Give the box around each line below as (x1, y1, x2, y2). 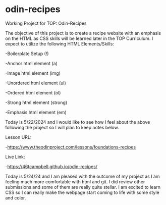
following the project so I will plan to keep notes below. (5, 124, 120, 130)
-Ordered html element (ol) (5, 89, 61, 95)
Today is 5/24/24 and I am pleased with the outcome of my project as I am (5, 173, 160, 179)
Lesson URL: (5, 134, 32, 140)
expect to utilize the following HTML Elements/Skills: (5, 40, 115, 46)
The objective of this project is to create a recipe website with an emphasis (5, 30, 161, 36)
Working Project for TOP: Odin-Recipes (5, 20, 87, 26)
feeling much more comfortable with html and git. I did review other (5, 178, 145, 185)
